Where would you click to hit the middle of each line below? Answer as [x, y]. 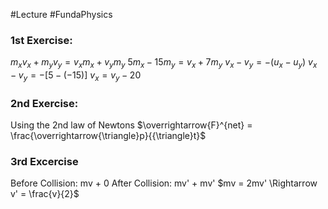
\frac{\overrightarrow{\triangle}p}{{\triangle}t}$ [108, 136]
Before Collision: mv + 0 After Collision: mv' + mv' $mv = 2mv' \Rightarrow [164, 183]
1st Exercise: [41, 40]
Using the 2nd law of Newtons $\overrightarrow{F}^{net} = [131, 125]
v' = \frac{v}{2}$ [45, 194]
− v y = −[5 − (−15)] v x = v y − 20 [76, 76]
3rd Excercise [44, 162]
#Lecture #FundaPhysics [61, 14]
